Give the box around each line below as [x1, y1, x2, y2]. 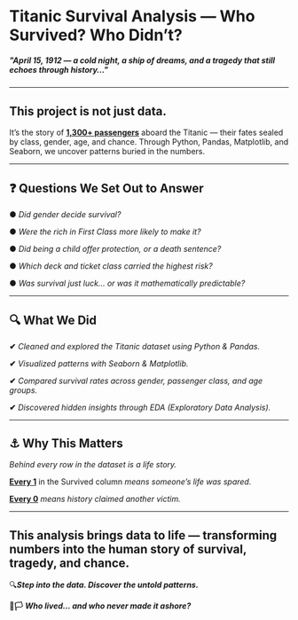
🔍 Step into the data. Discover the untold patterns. [9, 579, 200, 591]
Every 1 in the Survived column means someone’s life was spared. [9, 476, 252, 487]
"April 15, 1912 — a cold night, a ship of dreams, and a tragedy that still [9, 55, 276, 66]
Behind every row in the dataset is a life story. [9, 459, 177, 470]
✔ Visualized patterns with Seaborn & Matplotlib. [9, 357, 189, 369]
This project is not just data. [9, 104, 167, 119]
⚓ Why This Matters [9, 436, 123, 451]
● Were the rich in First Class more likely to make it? [9, 226, 201, 237]
